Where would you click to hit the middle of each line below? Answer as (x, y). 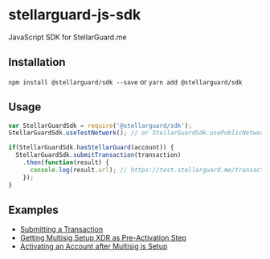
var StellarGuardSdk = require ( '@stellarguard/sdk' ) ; (100, 125)
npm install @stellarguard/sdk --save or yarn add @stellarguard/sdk (125, 81)
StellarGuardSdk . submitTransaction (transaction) (98, 155)
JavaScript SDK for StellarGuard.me (67, 37)
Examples (33, 210)
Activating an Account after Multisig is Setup (94, 246)
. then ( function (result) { (66, 162)
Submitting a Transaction (61, 229)
